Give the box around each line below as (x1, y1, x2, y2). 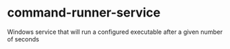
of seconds (7, 35, 39, 43)
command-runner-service (7, 5, 161, 21)
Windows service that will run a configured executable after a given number (7, 28, 223, 36)
